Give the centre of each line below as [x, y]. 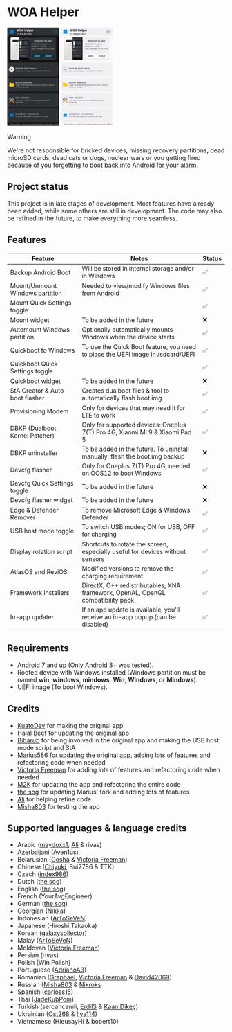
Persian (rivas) [38, 955]
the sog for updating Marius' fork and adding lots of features [103, 792]
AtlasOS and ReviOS [39, 572]
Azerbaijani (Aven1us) [48, 852]
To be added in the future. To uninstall [136, 449]
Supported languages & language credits [97, 828]
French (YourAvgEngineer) [55, 896]
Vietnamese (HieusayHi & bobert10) [68, 1022]
